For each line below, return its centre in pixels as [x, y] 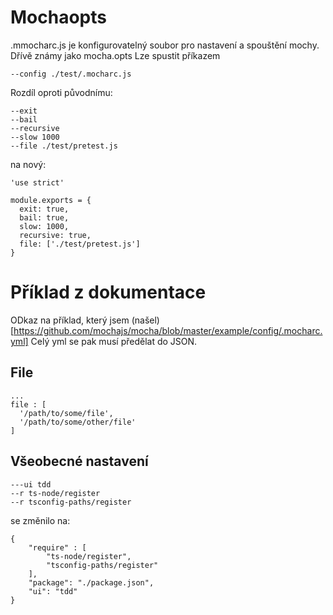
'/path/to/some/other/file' [78, 422]
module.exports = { [51, 200]
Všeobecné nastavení [79, 461]
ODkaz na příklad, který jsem [70, 320]
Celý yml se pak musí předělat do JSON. [114, 341]
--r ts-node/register [55, 493]
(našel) [145, 320]
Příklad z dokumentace [108, 292]
